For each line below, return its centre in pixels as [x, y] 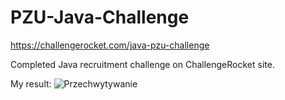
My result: [31, 83]
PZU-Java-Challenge [100, 17]
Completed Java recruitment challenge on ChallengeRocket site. [142, 64]
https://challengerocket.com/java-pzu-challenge [110, 45]
